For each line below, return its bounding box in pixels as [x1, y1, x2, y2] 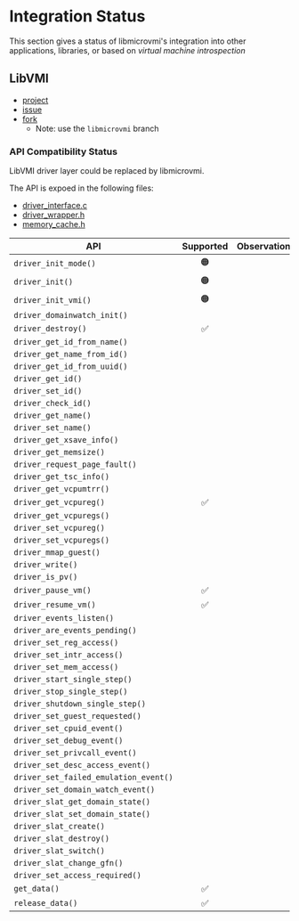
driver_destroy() [13, 323, 87, 334]
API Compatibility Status [9, 145, 118, 158]
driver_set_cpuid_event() [13, 723, 124, 734]
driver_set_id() [13, 386, 83, 396]
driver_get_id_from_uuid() [13, 362, 128, 371]
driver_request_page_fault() [13, 460, 137, 469]
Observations [237, 240, 296, 253]
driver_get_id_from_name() [13, 337, 128, 347]
